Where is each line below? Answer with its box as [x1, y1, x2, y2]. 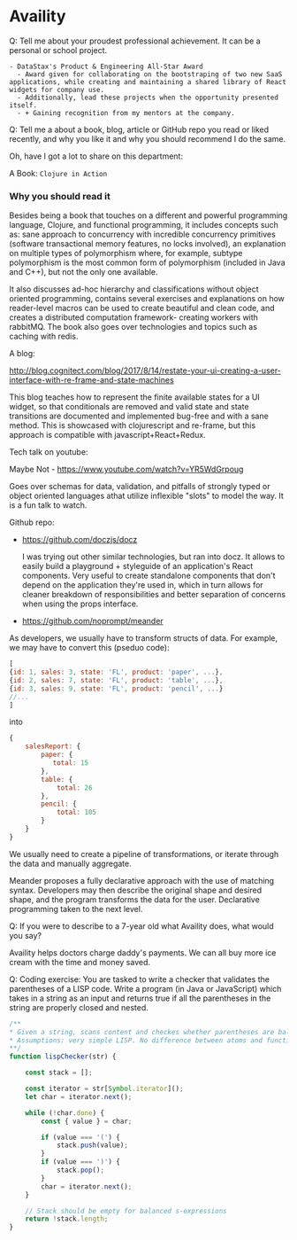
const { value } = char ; [41, 1117, 133, 1126]
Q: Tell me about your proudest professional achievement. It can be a [9, 35, 261, 46]
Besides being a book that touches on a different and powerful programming [9, 210, 288, 221]
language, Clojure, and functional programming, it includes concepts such [9, 220, 278, 230]
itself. [9, 100, 38, 110]
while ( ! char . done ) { [25, 1108, 104, 1118]
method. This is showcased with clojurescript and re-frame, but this [9, 420, 256, 431]
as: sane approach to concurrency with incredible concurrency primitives [9, 229, 276, 240]
